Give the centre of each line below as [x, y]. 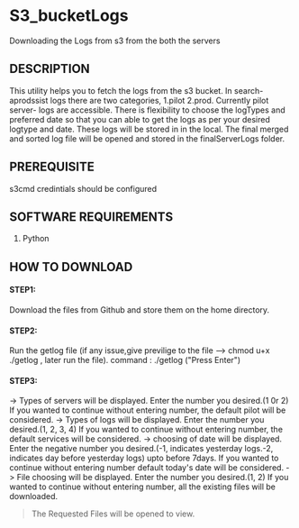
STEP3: [23, 380]
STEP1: [23, 290]
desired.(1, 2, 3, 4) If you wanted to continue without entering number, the [146, 430]
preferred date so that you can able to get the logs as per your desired [140, 119]
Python [36, 239]
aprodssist [29, 100]
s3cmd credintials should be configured [83, 188]
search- [249, 90]
